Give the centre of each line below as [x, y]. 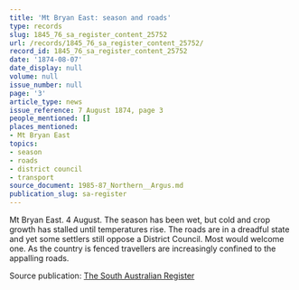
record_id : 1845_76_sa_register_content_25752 [98, 51]
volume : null [34, 77]
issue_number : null [46, 85]
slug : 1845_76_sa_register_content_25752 [89, 34]
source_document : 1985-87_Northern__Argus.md [96, 186]
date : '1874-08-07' [46, 60]
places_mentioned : [44, 127]
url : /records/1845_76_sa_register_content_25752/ [107, 43]
